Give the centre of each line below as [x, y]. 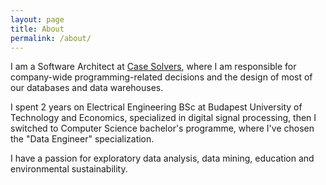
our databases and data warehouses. [87, 88]
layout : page [37, 19]
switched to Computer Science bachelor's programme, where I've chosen [162, 128]
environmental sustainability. [69, 169]
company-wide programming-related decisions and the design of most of [161, 77]
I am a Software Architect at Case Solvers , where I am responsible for [153, 67]
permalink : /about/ [51, 38]
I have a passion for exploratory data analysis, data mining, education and [162, 158]
